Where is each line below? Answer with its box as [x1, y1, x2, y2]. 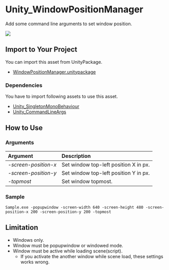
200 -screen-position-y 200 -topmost [30, 209, 111, 214]
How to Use [5, 123, 43, 132]
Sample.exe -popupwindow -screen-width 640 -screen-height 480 [5, 205, 144, 210]
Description [61, 152, 91, 159]
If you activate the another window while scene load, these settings [20, 253, 163, 259]
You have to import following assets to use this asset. [5, 94, 118, 100]
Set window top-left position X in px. [61, 161, 150, 168]
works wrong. [20, 259, 50, 265]
